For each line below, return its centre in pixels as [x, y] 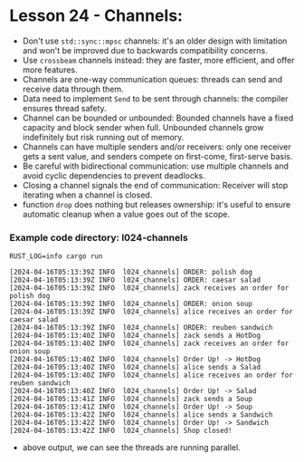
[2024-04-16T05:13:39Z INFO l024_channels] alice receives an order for [152, 312]
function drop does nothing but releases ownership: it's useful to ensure [157, 204]
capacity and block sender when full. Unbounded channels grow [143, 127]
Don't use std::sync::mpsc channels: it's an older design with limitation [155, 41]
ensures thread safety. [64, 108]
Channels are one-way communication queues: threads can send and [152, 79]
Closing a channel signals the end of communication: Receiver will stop [155, 185]
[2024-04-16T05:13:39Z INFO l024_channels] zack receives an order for [149, 288]
